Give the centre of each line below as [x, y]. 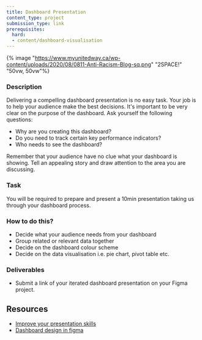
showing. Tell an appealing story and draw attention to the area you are [96, 163]
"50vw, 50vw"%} [28, 71]
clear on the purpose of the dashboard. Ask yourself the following [89, 113]
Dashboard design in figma [49, 330]
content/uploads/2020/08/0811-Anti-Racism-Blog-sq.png [79, 64]
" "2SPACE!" [166, 64]
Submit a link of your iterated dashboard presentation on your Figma [101, 283]
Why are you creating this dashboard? [63, 132]
